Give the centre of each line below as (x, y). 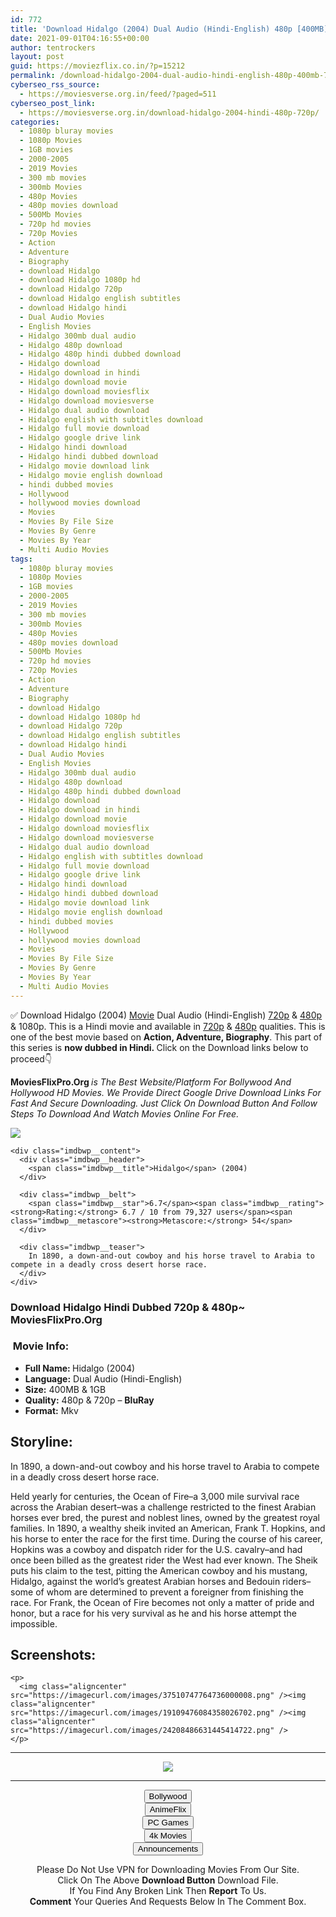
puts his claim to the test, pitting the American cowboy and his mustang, (159, 1570)
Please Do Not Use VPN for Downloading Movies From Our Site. (168, 1870)
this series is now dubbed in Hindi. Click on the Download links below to (159, 1047)
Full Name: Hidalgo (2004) (80, 1368)
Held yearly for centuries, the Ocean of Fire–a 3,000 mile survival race (155, 1496)
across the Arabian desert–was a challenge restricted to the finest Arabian (163, 1507)
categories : (35, 122)
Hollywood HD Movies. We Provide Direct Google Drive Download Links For (166, 1092)
